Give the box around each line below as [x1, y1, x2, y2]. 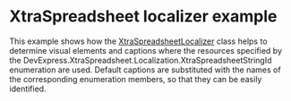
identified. [9, 83, 47, 94]
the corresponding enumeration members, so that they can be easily [9, 73, 262, 84]
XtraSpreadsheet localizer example [9, 6, 278, 27]
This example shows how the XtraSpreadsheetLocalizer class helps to [9, 36, 268, 46]
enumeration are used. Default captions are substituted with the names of [9, 64, 281, 75]
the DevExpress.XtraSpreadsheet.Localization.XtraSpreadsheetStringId [9, 55, 272, 65]
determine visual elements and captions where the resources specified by [9, 45, 283, 55]
